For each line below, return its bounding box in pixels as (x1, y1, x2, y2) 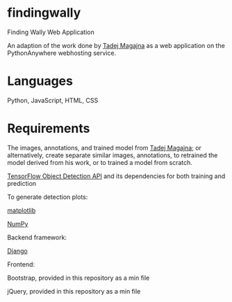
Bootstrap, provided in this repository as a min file (7, 273, 150, 282)
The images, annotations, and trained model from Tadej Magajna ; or (7, 143, 201, 152)
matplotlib (7, 206, 36, 214)
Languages (7, 73, 73, 89)
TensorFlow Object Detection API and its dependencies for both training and (7, 172, 226, 180)
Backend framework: (7, 233, 67, 241)
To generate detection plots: (7, 193, 88, 201)
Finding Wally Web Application (7, 28, 95, 36)
